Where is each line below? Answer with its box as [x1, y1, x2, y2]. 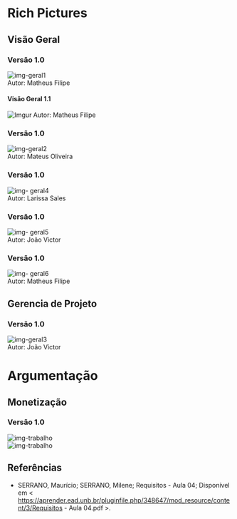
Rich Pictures [7, 5, 88, 21]
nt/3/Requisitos [17, 503, 63, 512]
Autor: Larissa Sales [7, 194, 66, 202]
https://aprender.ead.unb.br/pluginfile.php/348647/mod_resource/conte [17, 495, 230, 504]
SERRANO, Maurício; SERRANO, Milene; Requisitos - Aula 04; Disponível [17, 481, 230, 489]
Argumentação [7, 368, 98, 384]
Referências [7, 462, 63, 474]
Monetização [7, 396, 68, 408]
